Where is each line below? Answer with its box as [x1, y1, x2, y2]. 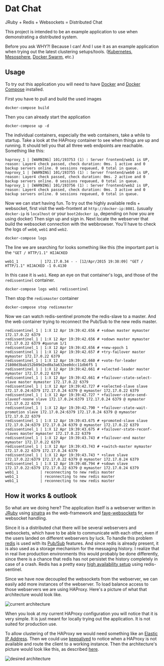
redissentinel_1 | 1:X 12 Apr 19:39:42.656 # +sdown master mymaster [5, 328, 150, 333]
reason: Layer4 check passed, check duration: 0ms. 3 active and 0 [5, 187, 146, 192]
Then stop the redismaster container [5, 295, 79, 301]
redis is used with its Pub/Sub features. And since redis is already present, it [5, 540, 159, 546]
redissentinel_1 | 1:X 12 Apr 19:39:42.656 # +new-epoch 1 [5, 345, 128, 350]
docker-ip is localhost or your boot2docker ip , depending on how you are [5, 211, 154, 216]
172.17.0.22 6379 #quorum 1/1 [5, 341, 67, 346]
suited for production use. [5, 621, 57, 627]
